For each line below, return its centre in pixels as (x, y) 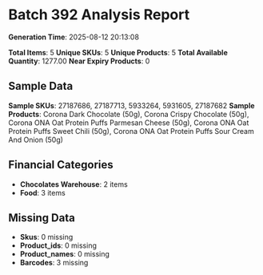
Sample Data (41, 86)
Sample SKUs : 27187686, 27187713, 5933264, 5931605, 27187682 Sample (131, 105)
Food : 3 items (42, 192)
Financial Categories (61, 165)
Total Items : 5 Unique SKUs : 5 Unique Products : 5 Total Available (118, 52)
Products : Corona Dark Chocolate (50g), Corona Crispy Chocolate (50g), (129, 114)
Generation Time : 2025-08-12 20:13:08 (74, 37)
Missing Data (42, 218)
